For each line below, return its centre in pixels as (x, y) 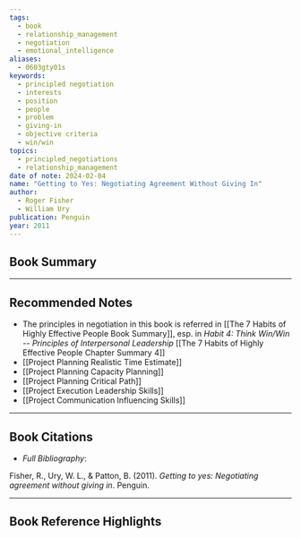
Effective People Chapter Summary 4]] (94, 353)
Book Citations (52, 436)
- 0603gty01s (42, 68)
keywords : (28, 76)
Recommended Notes (71, 302)
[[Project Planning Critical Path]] (82, 381)
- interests (40, 92)
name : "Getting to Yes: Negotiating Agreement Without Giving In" (136, 184)
